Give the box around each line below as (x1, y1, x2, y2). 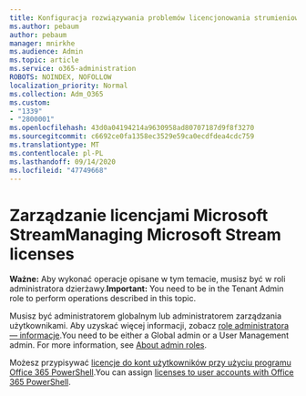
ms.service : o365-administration (9, 65, 137, 74)
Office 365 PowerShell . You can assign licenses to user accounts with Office (9, 367, 294, 378)
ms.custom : (9, 97, 51, 107)
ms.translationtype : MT (9, 140, 100, 149)
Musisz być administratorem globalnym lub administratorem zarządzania (9, 310, 282, 321)
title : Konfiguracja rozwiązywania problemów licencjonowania (9, 13, 250, 23)
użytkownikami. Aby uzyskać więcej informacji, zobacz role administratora (9, 320, 290, 331)
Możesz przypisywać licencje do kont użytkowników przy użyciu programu (9, 357, 291, 369)
